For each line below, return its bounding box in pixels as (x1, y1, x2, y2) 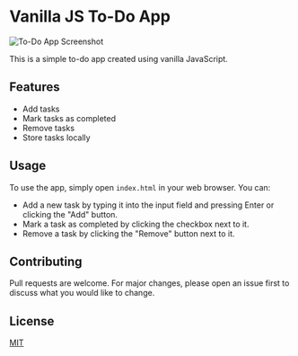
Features (9, 79, 60, 95)
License (9, 313, 55, 329)
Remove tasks (22, 122, 74, 133)
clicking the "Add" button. (22, 209, 118, 219)
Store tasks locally (22, 132, 92, 143)
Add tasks (22, 103, 60, 114)
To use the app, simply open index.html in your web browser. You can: (9, 182, 271, 192)
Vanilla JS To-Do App (9, 6, 171, 27)
